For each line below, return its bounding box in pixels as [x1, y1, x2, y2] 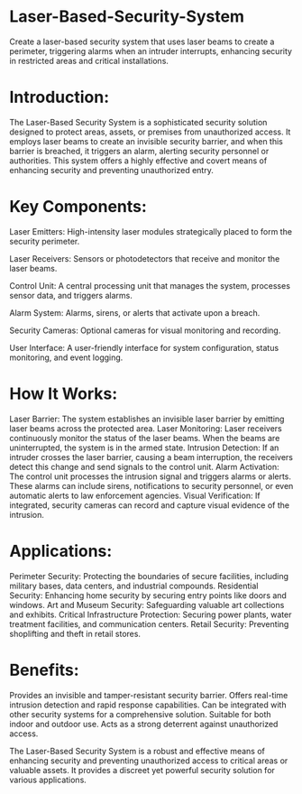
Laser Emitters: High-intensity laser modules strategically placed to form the [9, 226, 293, 236]
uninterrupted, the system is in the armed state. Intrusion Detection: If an [9, 442, 279, 453]
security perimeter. [9, 235, 80, 246]
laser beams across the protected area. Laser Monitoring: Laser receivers [9, 422, 282, 434]
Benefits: [9, 660, 79, 680]
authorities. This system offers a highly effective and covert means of [9, 155, 268, 166]
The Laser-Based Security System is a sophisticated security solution [9, 116, 268, 127]
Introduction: [9, 88, 110, 107]
